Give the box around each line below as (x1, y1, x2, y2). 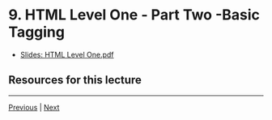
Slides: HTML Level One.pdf (19, 49, 114, 59)
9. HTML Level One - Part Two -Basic (8, 6, 261, 24)
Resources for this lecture (8, 73, 142, 87)
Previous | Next (8, 102, 60, 112)
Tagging (8, 23, 65, 41)
